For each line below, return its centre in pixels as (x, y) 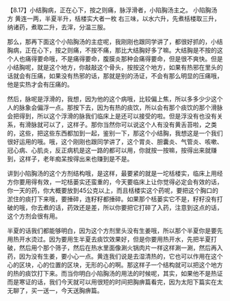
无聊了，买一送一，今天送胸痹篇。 (55, 290)
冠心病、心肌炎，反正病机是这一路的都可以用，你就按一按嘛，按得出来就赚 (112, 150)
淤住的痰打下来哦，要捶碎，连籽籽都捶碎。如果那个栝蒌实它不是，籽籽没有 (112, 199)
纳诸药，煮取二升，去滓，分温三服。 (58, 27)
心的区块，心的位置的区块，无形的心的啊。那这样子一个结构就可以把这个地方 (115, 265)
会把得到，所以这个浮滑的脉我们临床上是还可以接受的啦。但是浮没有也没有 (112, 116)
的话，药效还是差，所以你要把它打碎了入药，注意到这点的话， (136, 208)
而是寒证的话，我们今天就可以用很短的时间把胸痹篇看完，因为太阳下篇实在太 (115, 282)
